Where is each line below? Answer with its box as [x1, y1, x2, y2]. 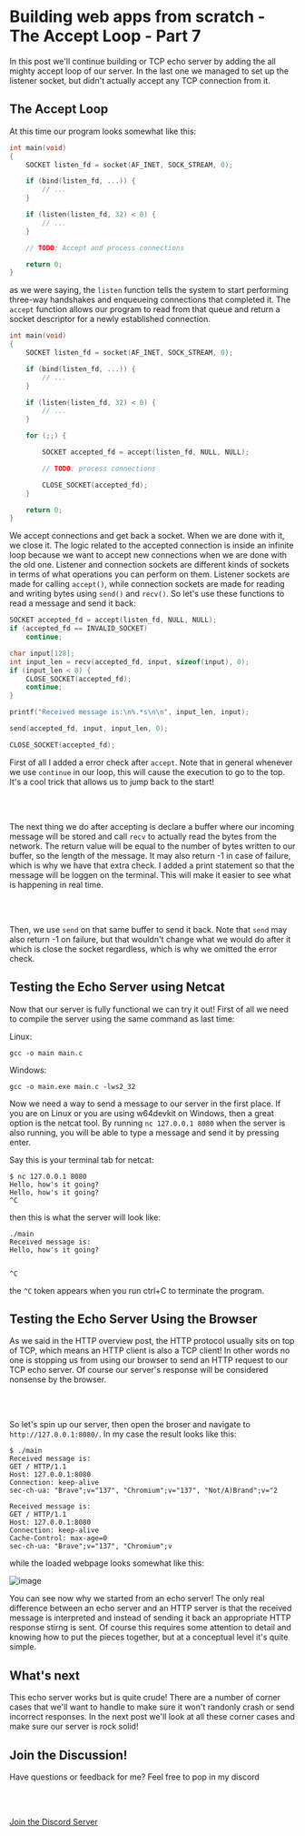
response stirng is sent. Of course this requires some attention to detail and [9, 1622, 292, 1633]
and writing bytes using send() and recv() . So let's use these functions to [9, 589, 285, 600]
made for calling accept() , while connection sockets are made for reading [9, 579, 285, 590]
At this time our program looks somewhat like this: [9, 126, 197, 136]
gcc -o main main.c [9, 1048, 84, 1057]
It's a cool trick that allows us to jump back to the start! [9, 776, 215, 787]
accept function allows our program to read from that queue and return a [9, 304, 280, 315]
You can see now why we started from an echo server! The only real [9, 1593, 265, 1604]
